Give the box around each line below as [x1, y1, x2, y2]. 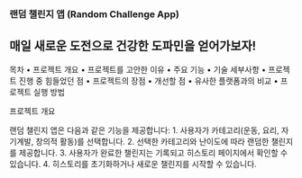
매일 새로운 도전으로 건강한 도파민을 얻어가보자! [9, 39, 257, 54]
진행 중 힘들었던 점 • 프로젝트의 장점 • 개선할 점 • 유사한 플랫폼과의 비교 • [18, 75, 279, 86]
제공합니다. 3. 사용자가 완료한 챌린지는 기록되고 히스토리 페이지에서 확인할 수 [18, 147, 288, 158]
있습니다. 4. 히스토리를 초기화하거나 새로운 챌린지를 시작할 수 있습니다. [9, 158, 257, 169]
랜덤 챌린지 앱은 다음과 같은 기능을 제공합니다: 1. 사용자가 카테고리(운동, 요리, [9, 124, 279, 136]
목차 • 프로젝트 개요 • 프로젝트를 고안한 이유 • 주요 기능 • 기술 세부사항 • [9, 64, 267, 75]
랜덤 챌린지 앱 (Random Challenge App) [9, 7, 180, 20]
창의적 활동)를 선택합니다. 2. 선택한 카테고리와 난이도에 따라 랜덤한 [35, 136, 270, 147]
